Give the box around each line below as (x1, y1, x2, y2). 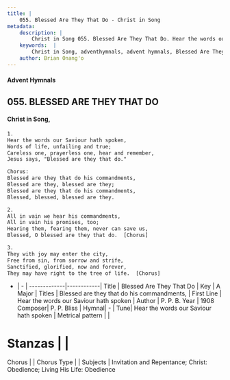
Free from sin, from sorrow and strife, (7, 257, 125, 264)
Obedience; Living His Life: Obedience (7, 366, 116, 374)
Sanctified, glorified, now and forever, (7, 263, 127, 270)
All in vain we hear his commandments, (7, 212, 121, 220)
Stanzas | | (7, 335, 70, 351)
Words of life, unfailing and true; (7, 143, 112, 150)
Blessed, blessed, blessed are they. (7, 194, 115, 201)
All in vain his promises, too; (7, 219, 99, 226)
